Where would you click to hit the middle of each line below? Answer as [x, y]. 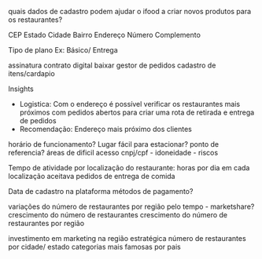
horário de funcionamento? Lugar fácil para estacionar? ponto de [114, 144]
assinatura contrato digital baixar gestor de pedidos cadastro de [112, 65]
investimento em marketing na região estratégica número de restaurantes [127, 238]
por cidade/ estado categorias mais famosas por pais [94, 247]
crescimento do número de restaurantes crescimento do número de [118, 215]
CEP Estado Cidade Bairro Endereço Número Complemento [104, 35]
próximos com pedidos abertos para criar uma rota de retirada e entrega [137, 112]
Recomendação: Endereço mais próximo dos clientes [106, 129]
